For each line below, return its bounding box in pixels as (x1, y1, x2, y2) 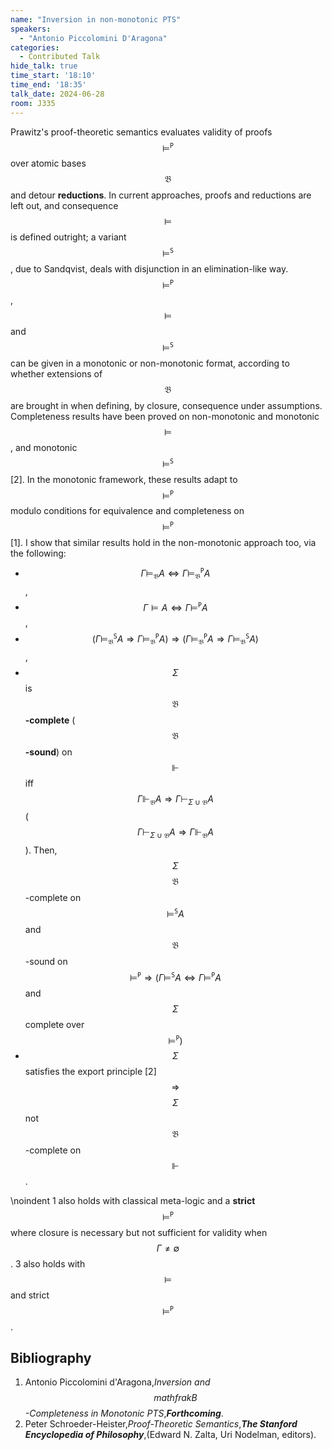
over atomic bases (10, 157, 87, 170)
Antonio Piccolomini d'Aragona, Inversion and (24, 1376, 211, 1388)
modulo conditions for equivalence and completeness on (10, 505, 245, 517)
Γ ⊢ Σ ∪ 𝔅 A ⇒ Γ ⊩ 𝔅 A (136, 826, 214, 841)
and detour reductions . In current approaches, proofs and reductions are (10, 189, 312, 201)
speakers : (10, 24, 52, 34)
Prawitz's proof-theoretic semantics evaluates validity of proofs (10, 126, 273, 138)
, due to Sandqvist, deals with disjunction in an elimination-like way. (10, 262, 289, 275)
